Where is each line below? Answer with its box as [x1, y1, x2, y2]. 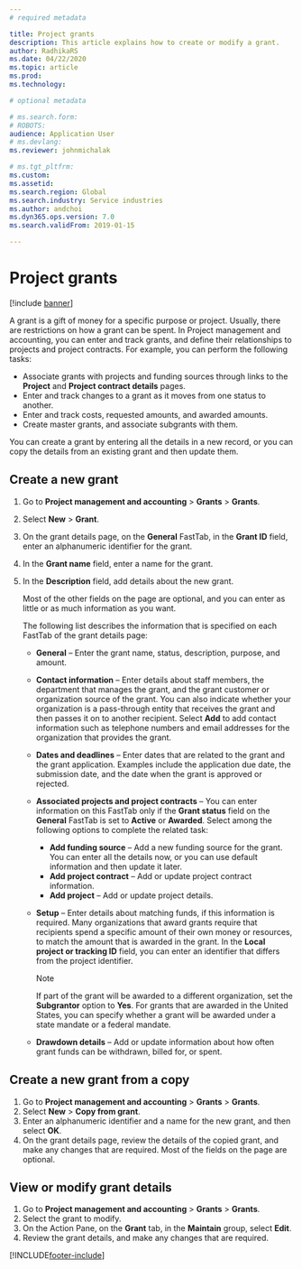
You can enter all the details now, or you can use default [49, 851, 259, 862]
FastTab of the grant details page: [22, 629, 149, 641]
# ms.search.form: [9, 112, 78, 122]
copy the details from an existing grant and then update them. [9, 446, 239, 457]
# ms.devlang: [9, 137, 63, 147]
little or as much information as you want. [22, 602, 177, 614]
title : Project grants [9, 29, 95, 39]
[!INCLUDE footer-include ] [9, 1250, 105, 1261]
